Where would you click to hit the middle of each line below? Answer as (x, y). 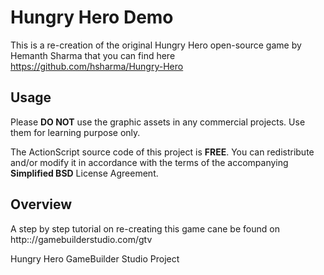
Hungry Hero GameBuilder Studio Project (95, 258)
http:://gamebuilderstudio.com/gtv (81, 239)
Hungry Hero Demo (92, 17)
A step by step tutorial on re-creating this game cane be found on (145, 228)
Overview (41, 204)
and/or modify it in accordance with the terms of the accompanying (149, 162)
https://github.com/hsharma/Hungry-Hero (97, 66)
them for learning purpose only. (75, 132)
